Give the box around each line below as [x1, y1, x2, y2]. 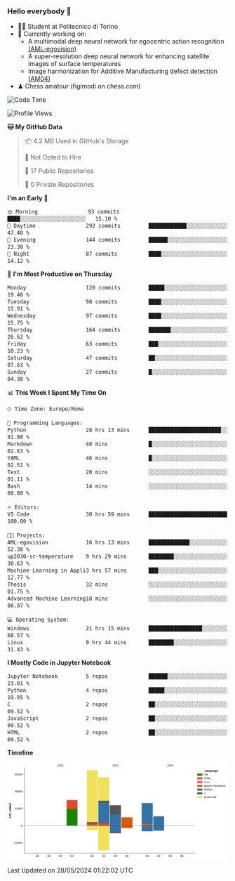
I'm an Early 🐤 [7, 194, 48, 202]
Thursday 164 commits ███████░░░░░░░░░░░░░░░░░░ [7, 327, 228, 334]
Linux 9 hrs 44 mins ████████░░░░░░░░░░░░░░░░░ [7, 639, 228, 646]
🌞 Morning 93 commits [7, 209, 120, 216]
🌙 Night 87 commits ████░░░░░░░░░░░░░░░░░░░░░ [7, 251, 228, 258]
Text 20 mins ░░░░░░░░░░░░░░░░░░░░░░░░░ [7, 469, 228, 476]
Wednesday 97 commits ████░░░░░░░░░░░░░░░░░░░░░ [7, 313, 228, 320]
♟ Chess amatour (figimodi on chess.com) [17, 82, 141, 91]
